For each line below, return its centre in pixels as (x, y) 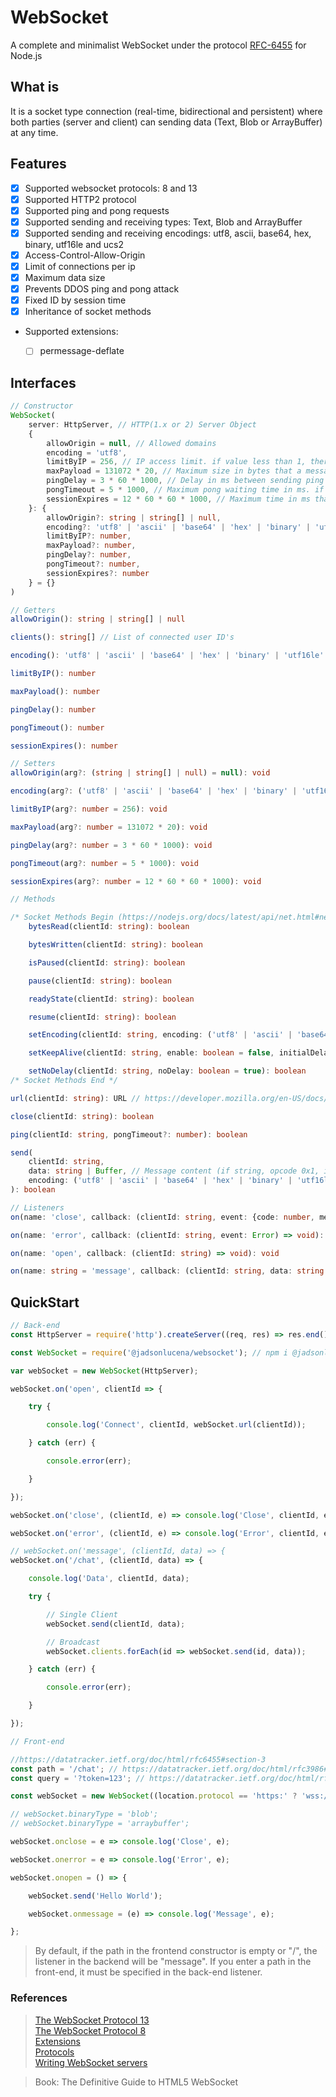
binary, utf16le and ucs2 (74, 244)
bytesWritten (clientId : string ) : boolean (115, 945)
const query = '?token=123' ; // (77, 1778)
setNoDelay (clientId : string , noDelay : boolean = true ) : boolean (167, 1071)
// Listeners (37, 1207)
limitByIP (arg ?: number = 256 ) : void (89, 809)
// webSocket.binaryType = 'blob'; (84, 1814)
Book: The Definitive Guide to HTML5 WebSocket (136, 2082)
